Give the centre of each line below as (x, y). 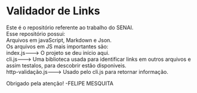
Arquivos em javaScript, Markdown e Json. (59, 40)
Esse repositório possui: (36, 33)
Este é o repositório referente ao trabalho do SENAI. (70, 27)
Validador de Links (53, 11)
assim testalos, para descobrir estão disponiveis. (66, 65)
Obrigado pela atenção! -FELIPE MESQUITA (60, 83)
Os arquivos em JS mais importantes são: (57, 46)
